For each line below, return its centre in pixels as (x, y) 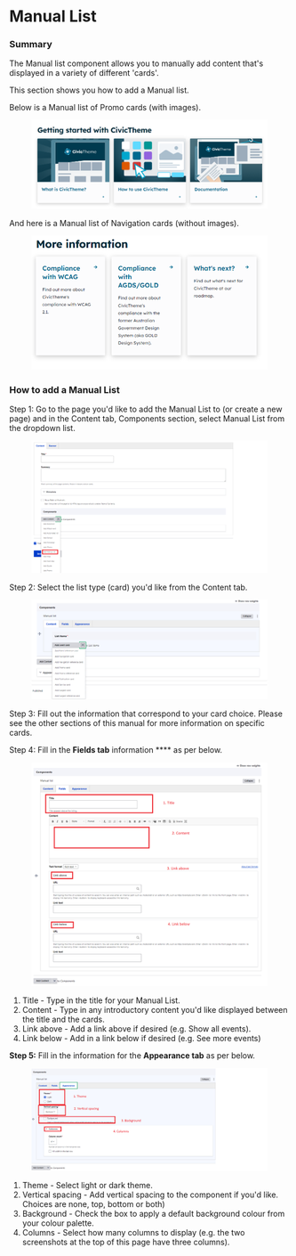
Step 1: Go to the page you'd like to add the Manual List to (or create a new (146, 409)
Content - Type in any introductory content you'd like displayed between (155, 1009)
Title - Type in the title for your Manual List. (101, 1000)
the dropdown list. (42, 428)
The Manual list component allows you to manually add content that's (136, 63)
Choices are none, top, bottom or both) (94, 1203)
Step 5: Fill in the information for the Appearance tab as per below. (132, 1055)
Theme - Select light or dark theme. (88, 1185)
